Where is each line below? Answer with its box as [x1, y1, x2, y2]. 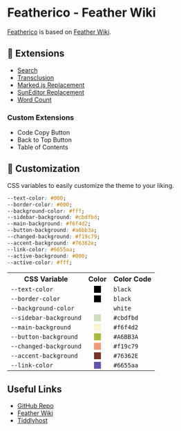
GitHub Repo [17, 402, 54, 410]
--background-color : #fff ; [7, 207, 85, 215]
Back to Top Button [17, 136, 73, 144]
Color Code [113, 274, 152, 284]
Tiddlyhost [17, 416, 48, 425]
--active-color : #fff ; [7, 259, 73, 266]
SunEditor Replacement [17, 88, 84, 96]
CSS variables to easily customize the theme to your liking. [7, 181, 175, 189]
